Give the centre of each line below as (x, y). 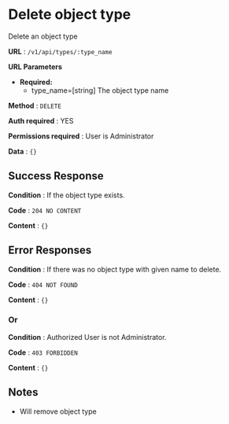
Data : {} (22, 151)
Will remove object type (58, 411)
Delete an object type (43, 36)
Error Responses (50, 251)
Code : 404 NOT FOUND (43, 284)
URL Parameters (35, 66)
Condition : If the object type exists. (66, 195)
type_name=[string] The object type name (100, 90)
